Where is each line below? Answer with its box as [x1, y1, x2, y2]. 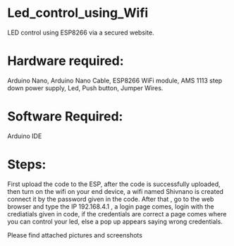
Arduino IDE [7, 132, 42, 140]
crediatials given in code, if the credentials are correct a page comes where [7, 209, 227, 218]
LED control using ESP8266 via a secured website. [7, 28, 154, 37]
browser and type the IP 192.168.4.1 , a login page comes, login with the [7, 202, 214, 211]
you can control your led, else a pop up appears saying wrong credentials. [7, 217, 223, 226]
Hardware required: [7, 53, 125, 69]
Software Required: [7, 109, 123, 125]
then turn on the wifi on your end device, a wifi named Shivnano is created [7, 187, 224, 195]
